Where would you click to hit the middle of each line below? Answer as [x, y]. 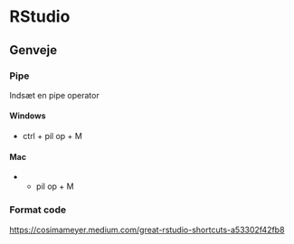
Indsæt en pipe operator [54, 95]
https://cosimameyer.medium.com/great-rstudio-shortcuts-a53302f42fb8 [147, 230]
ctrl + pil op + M [52, 136]
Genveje [33, 50]
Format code [38, 210]
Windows [28, 116]
